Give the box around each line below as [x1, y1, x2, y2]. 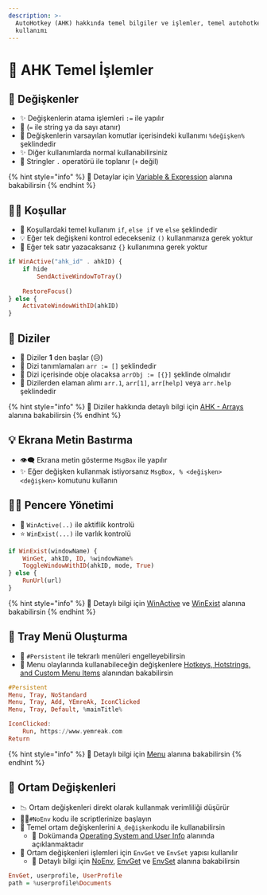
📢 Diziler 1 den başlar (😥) [19, 353, 103, 362]
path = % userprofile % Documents [8, 879, 112, 887]
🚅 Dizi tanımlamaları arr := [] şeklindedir [19, 362, 157, 370]
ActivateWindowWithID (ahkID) [22, 302, 119, 311]
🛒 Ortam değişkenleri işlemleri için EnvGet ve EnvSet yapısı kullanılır [19, 847, 238, 857]
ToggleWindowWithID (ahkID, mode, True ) [22, 562, 155, 570]
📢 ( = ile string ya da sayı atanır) [19, 123, 122, 132]
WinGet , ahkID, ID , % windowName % [22, 554, 133, 562]
